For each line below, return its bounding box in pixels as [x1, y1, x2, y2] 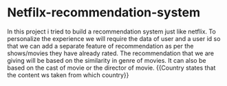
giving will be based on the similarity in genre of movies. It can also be [7, 56, 206, 64]
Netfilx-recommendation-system [7, 5, 201, 20]
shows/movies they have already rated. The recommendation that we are [7, 49, 215, 57]
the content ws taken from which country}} [7, 70, 129, 79]
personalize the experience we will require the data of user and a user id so [7, 34, 221, 42]
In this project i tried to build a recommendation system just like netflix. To [7, 27, 217, 35]
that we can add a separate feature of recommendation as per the [7, 42, 194, 50]
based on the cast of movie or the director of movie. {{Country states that [7, 63, 216, 72]
